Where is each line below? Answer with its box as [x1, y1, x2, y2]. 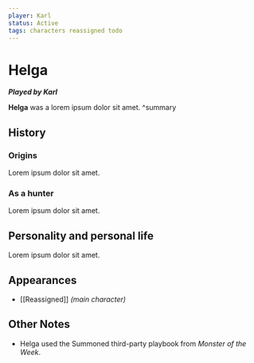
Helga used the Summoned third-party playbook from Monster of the [19, 338, 247, 348]
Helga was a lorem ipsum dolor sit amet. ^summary [8, 103, 177, 112]
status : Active [8, 19, 59, 27]
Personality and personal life [8, 229, 154, 243]
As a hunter [8, 187, 54, 199]
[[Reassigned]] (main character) [19, 294, 126, 304]
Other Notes [8, 318, 70, 331]
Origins [8, 149, 37, 160]
